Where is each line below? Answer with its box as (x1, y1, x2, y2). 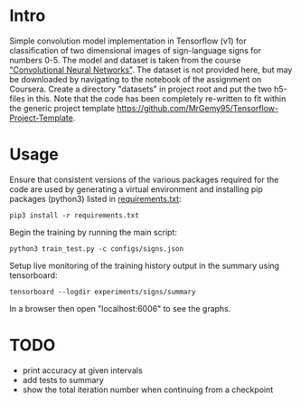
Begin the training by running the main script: (9, 226, 178, 237)
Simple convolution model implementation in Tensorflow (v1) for (9, 35, 247, 46)
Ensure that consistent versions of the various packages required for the (9, 174, 279, 185)
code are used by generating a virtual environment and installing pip (9, 183, 264, 195)
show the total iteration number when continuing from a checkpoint (22, 384, 274, 395)
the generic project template (9, 102, 116, 113)
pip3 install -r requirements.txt (9, 210, 140, 220)
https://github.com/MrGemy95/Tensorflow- (117, 102, 278, 113)
